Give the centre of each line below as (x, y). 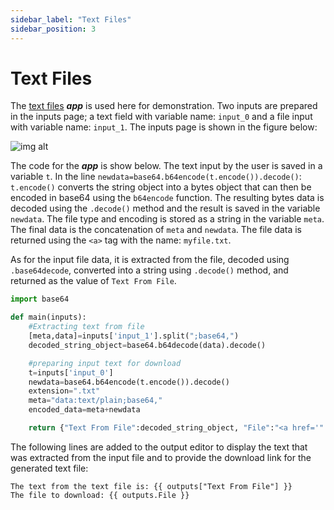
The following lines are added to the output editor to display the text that (159, 447)
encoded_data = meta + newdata (84, 410)
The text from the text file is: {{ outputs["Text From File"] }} (151, 486)
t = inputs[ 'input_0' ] (71, 372)
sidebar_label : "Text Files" (71, 19)
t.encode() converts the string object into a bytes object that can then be (161, 187)
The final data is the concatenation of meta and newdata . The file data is (156, 230)
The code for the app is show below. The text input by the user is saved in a (166, 166)
